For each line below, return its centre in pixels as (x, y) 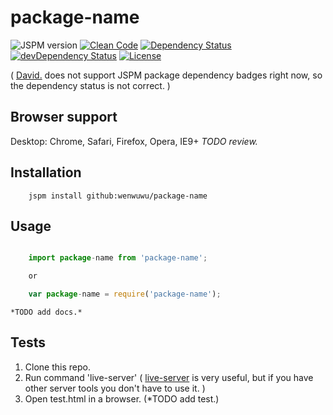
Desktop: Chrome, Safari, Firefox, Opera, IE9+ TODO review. (134, 141)
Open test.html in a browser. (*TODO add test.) (122, 398)
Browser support (64, 117)
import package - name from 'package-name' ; (118, 258)
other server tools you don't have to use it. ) (115, 388)
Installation (46, 172)
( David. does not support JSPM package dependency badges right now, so (166, 75)
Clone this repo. (57, 367)
